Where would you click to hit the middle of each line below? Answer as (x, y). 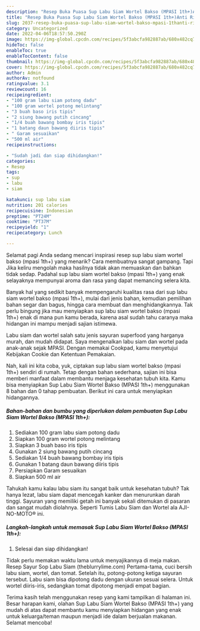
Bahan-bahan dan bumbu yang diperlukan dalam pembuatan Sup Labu (97, 411)
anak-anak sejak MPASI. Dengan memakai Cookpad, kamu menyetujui (92, 348)
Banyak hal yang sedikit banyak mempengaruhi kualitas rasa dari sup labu (97, 292)
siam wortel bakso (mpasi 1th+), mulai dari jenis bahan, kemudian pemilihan (99, 298)
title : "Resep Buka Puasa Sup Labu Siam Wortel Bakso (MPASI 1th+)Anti (97, 17)
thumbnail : (20, 61)
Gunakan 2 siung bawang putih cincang (63, 451)
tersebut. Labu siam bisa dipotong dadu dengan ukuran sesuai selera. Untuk (100, 579)
